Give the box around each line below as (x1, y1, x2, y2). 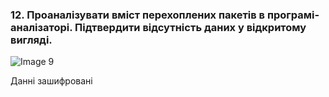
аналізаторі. (10, 20, 73, 34)
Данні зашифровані (10, 75, 93, 87)
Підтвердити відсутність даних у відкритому (74, 20, 307, 34)
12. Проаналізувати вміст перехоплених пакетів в (10, 8, 266, 22)
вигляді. (10, 33, 53, 47)
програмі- (266, 8, 320, 22)
